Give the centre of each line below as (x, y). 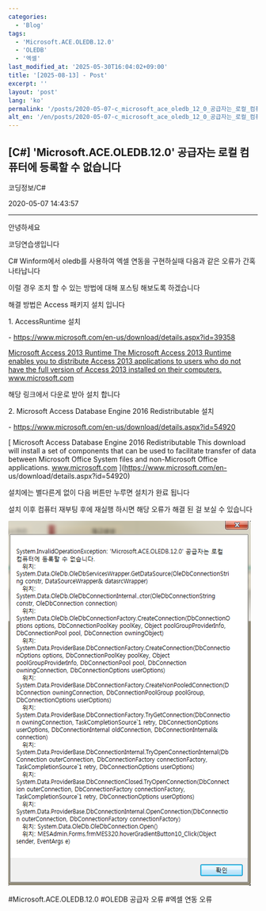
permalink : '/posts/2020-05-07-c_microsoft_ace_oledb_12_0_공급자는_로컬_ (129, 109)
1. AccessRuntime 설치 (44, 321)
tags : (17, 33)
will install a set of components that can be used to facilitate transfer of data (132, 450)
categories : (28, 17)
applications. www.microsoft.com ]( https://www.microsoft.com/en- (118, 467)
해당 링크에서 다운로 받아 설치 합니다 (64, 394)
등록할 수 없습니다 (80, 167)
